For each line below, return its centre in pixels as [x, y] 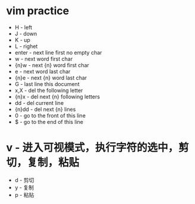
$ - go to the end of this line [49, 122]
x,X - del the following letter [49, 90]
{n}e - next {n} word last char [51, 78]
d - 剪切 [24, 180]
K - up [23, 40]
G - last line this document [47, 84]
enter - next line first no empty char [58, 52]
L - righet [26, 46]
